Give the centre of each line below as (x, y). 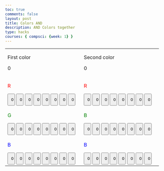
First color (19, 57)
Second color (99, 57)
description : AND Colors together (40, 28)
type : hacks (17, 32)
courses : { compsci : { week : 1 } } (39, 37)
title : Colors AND (24, 23)
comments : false (21, 14)
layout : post (18, 18)
